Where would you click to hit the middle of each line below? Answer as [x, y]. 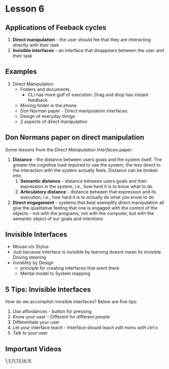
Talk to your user [30, 333]
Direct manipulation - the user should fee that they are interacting [81, 39]
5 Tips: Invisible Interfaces [48, 289]
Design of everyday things [48, 116]
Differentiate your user [36, 322]
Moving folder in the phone [48, 105]
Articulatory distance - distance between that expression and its [88, 192]
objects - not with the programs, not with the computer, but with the [83, 213]
